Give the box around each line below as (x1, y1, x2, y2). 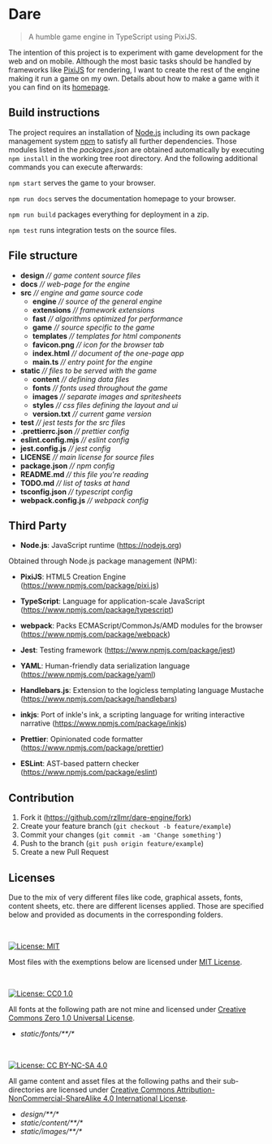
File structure (8, 249, 78, 263)
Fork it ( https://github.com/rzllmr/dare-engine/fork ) (19, 813, 192, 822)
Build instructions (8, 106, 100, 120)
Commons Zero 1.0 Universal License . (8, 1013, 136, 1023)
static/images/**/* (19, 1127, 83, 1136)
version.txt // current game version (32, 409, 152, 419)
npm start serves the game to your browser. (8, 178, 156, 187)
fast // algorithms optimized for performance (32, 313, 183, 323)
